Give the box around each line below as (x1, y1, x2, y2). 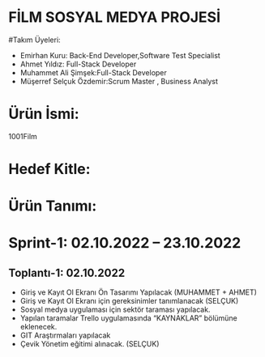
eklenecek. (19, 322, 58, 332)
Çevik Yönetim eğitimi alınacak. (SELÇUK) (19, 339, 160, 349)
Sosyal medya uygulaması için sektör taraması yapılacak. (19, 304, 211, 315)
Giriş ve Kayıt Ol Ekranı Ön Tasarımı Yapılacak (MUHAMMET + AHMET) (19, 287, 258, 297)
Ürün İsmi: (8, 105, 79, 123)
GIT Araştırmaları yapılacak (19, 330, 111, 340)
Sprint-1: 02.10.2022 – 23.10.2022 (8, 234, 241, 253)
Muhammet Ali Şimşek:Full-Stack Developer (19, 67, 168, 77)
